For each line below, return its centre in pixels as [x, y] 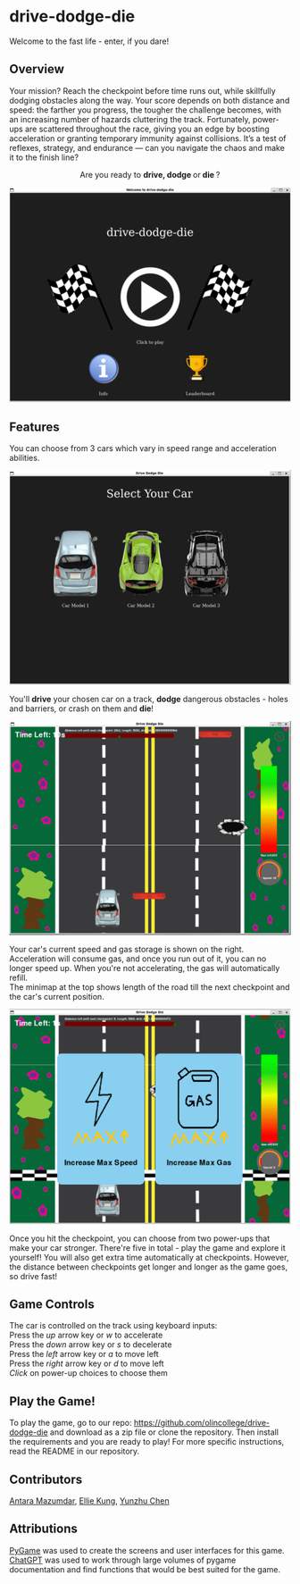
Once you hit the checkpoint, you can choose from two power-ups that [140, 1238]
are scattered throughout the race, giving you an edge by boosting [147, 129]
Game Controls [52, 1305]
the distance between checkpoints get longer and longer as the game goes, [149, 1267]
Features [34, 427]
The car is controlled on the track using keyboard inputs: [113, 1326]
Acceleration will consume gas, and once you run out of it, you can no [138, 959]
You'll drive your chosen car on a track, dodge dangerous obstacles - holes [149, 699]
